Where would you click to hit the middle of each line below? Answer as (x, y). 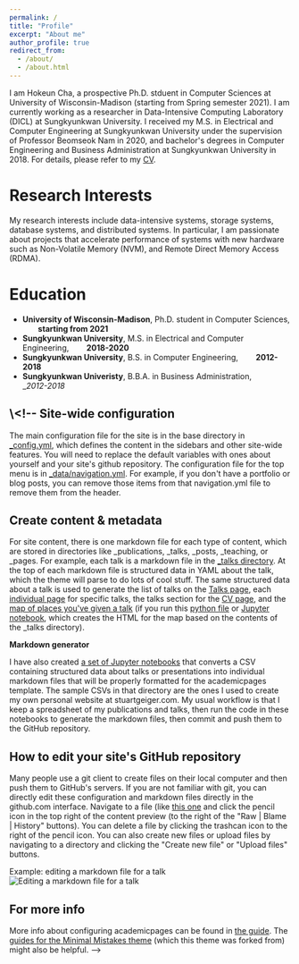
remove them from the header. (65, 492)
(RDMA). (25, 258)
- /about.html (43, 68)
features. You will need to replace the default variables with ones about (140, 454)
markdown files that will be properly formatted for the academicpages (138, 681)
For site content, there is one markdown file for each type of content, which (148, 542)
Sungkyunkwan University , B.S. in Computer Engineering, (130, 357)
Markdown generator (50, 645)
